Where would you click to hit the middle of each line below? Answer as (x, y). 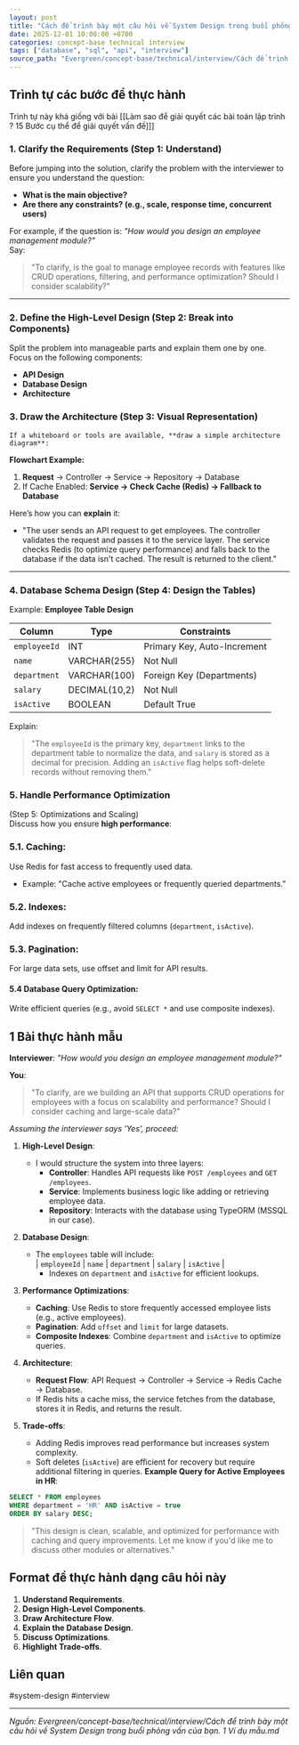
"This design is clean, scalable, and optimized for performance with (155, 1530)
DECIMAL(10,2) (101, 690)
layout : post (33, 17)
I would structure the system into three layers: (120, 1164)
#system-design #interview (60, 1696)
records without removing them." (91, 772)
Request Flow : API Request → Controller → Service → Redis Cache (158, 1380)
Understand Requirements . (73, 1599)
